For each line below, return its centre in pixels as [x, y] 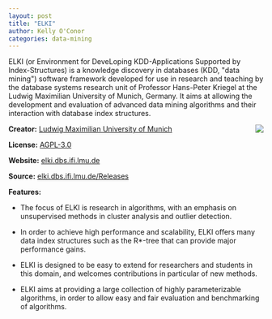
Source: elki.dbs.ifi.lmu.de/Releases [69, 176]
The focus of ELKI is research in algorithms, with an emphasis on [128, 208]
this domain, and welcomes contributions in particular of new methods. [138, 274]
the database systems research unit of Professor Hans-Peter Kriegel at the [133, 88]
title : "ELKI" [32, 24]
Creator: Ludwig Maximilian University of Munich [90, 129]
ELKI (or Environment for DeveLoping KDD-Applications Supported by [125, 62]
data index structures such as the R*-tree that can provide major [128, 241]
